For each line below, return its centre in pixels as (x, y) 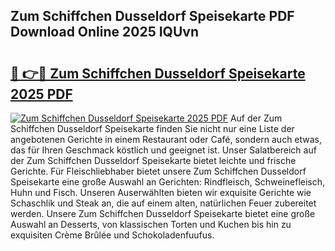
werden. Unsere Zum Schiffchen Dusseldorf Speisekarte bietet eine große (163, 213)
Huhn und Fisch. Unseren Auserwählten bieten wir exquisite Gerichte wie (161, 192)
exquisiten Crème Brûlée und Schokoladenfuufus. (112, 235)
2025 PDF (41, 94)
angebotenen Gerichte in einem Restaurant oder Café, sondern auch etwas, (166, 139)
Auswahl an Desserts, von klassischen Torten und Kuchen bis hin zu (151, 224)
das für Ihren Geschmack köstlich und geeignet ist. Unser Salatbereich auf (163, 150)
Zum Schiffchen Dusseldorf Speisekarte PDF (152, 16)
